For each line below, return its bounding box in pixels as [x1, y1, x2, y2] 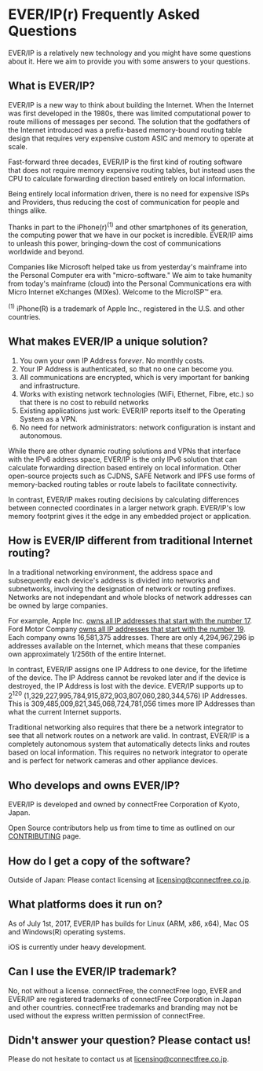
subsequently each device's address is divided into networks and [8, 576, 221, 585]
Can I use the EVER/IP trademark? [8, 965, 177, 978]
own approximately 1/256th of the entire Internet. [8, 649, 166, 659]
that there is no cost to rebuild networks [19, 397, 149, 407]
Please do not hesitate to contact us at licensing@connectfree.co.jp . [8, 1055, 229, 1064]
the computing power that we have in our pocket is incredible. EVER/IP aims [8, 230, 254, 240]
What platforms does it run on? [8, 897, 163, 912]
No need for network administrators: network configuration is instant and [19, 422, 256, 432]
